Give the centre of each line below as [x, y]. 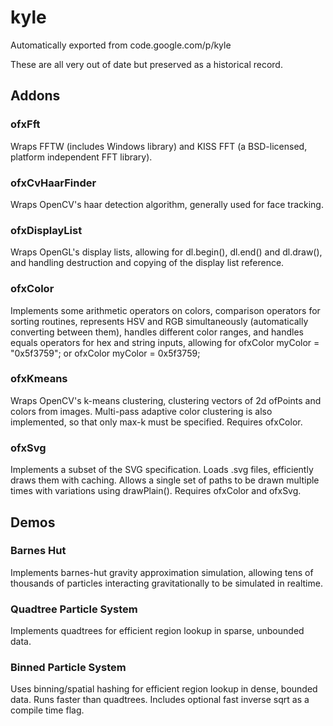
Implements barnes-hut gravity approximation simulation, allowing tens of [162, 572]
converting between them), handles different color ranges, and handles [157, 332]
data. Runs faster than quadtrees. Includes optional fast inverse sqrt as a [160, 700]
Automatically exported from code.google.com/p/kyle [121, 45]
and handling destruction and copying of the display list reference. [147, 263]
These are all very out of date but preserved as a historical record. [146, 64]
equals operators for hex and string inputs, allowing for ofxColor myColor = [165, 342]
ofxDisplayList [46, 230]
